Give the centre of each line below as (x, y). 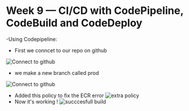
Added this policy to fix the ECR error (59, 95)
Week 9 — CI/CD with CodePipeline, (95, 11)
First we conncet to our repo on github (61, 50)
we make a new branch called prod (57, 73)
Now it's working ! (36, 101)
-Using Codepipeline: (32, 39)
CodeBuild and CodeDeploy (74, 23)
